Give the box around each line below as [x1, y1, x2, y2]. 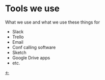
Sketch [12, 50, 27, 55]
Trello [12, 34, 24, 40]
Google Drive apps [12, 54, 51, 60]
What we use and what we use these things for [5, 19, 100, 25]
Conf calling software [12, 44, 56, 50]
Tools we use [5, 3, 60, 14]
